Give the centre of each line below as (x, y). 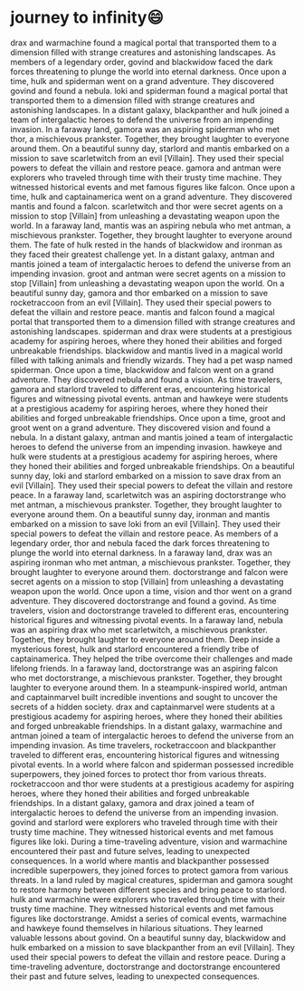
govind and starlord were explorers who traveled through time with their (144, 822)
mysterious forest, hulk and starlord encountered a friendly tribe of (135, 649)
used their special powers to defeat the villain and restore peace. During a (148, 957)
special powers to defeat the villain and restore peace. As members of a (144, 534)
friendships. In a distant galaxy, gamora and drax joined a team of (133, 803)
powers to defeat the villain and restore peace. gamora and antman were (146, 168)
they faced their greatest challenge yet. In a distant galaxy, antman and (142, 254)
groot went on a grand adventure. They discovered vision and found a (140, 428)
